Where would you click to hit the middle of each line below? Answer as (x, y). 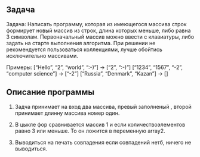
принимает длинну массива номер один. (67, 113)
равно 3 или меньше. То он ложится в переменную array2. (90, 131)
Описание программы (50, 92)
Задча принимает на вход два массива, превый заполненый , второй (103, 106)
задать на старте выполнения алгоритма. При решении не (81, 43)
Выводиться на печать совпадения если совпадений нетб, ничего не (103, 142)
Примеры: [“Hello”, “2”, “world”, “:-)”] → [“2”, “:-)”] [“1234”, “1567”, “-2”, (95, 67)
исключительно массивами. (42, 55)
